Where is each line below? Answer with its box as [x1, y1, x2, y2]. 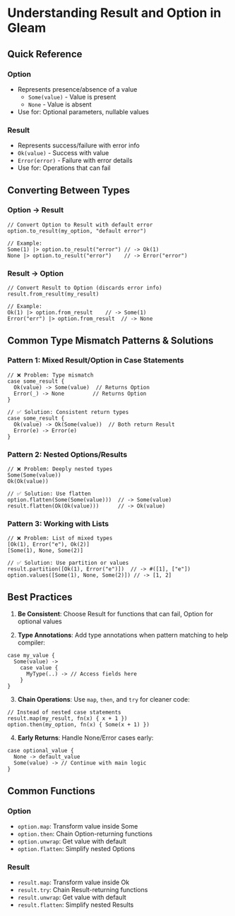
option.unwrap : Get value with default [17, 837, 127, 845]
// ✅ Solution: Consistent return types [7, 408, 129, 415]
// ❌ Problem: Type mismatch [7, 372, 94, 379]
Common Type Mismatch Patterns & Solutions [7, 334, 214, 346]
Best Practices [7, 591, 73, 603]
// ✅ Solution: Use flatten [7, 490, 92, 498]
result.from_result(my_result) [7, 291, 100, 298]
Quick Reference [7, 48, 83, 60]
